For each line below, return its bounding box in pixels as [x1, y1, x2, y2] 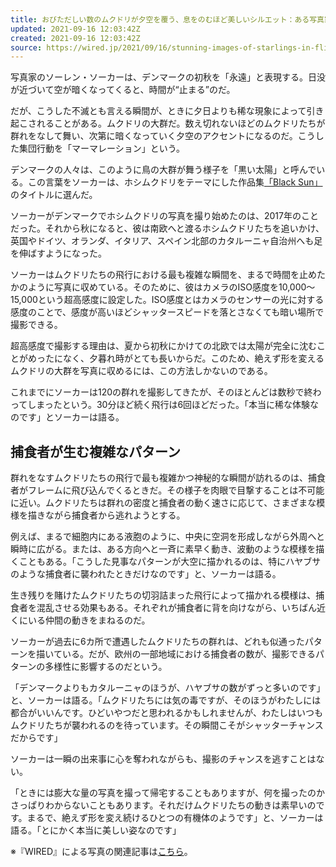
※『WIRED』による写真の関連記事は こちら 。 [10, 846, 193, 858]
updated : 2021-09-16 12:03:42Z [10, 24, 141, 34]
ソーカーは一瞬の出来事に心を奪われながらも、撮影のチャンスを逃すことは [10, 753, 317, 765]
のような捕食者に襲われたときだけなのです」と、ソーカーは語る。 [10, 568, 282, 580]
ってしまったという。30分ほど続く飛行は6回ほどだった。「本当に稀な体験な [10, 399, 320, 411]
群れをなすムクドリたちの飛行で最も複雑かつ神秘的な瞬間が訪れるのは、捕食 [10, 472, 326, 484]
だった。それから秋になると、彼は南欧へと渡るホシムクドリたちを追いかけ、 [10, 222, 325, 235]
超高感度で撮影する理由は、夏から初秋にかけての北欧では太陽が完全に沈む [10, 340, 317, 352]
